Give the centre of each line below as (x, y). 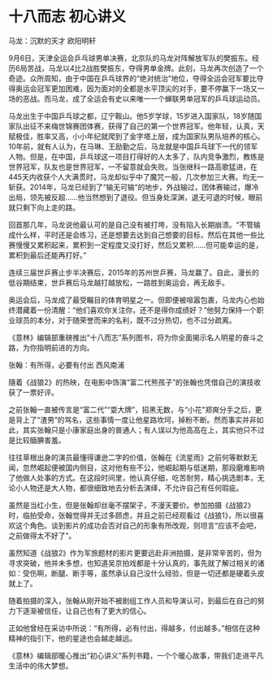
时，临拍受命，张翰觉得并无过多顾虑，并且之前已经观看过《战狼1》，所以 (129, 515)
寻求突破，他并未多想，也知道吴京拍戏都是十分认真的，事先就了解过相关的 (133, 563)
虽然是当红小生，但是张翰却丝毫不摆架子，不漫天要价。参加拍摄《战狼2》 (132, 505)
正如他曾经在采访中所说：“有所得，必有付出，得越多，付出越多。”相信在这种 (134, 628)
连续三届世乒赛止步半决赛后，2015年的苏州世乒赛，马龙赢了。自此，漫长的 (134, 272)
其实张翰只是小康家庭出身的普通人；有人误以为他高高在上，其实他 (133, 430)
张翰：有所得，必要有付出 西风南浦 (66, 365)
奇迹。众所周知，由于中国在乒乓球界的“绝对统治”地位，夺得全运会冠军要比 (133, 78)
